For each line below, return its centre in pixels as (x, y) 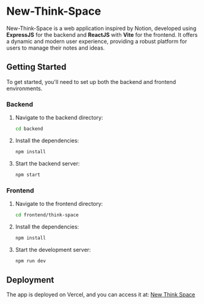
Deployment (30, 280)
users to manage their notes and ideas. (56, 48)
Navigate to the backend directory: (59, 118)
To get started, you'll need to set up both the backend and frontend (91, 82)
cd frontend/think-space (47, 215)
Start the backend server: (47, 163)
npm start (28, 175)
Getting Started (36, 67)
